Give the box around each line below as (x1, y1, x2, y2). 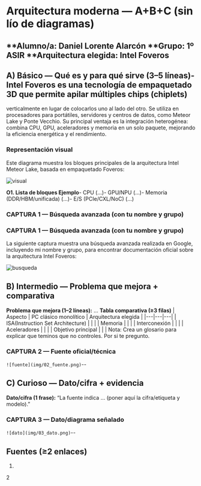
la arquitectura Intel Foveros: (6, 252, 77, 259)
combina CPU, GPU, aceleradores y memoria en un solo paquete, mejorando (6, 124, 196, 131)
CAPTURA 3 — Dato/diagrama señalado (6, 415, 125, 424)
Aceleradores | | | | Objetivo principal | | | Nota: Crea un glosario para (6, 325, 177, 333)
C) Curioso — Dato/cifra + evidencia (6, 378, 144, 388)
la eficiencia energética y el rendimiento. (6, 131, 107, 138)
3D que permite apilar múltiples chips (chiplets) (6, 89, 188, 99)
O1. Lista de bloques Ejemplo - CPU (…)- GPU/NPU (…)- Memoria (6, 189, 168, 196)
